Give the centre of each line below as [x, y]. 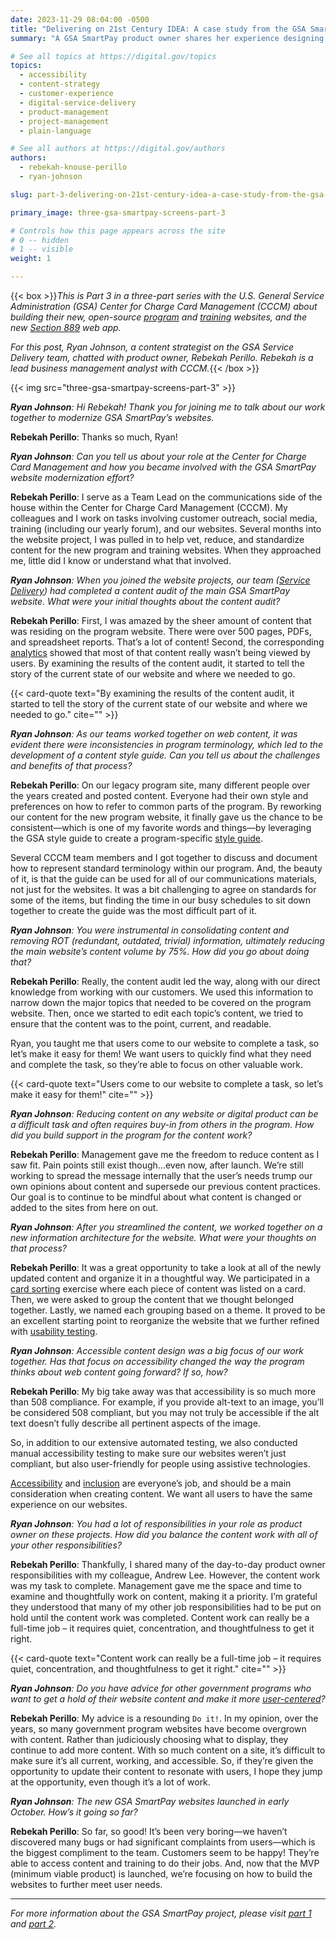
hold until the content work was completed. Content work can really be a [160, 1617]
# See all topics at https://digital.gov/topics [113, 56]
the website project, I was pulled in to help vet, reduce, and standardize [157, 539]
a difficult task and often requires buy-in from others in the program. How [162, 1124]
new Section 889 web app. [66, 327]
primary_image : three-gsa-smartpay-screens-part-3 [118, 212]
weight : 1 [31, 259]
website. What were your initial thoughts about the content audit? [145, 601]
